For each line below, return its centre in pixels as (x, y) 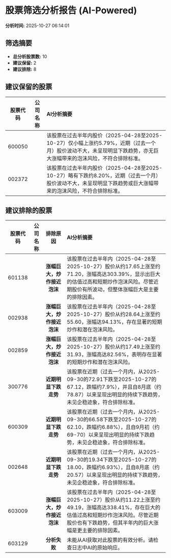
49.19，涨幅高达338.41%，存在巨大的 (114, 508)
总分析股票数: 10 (30, 56)
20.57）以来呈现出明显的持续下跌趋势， (115, 475)
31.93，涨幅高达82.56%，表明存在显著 (115, 354)
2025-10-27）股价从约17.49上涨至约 (113, 347)
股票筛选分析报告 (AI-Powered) (71, 10)
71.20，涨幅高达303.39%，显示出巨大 (114, 274)
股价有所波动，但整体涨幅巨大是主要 (115, 290)
